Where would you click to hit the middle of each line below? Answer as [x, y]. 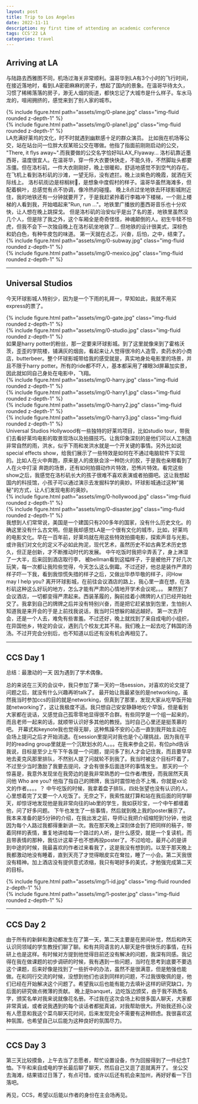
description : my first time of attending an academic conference [88, 28]
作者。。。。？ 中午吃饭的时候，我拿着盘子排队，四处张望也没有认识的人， [103, 788]
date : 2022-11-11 [27, 22]
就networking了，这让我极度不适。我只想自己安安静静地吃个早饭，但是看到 [97, 707]
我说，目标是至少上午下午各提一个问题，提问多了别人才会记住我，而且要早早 [99, 752]
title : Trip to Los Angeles [41, 17]
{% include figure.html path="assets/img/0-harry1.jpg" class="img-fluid [93, 392]
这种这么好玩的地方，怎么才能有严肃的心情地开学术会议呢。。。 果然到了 [102, 589]
